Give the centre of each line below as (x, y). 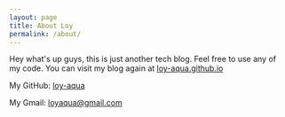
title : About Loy (41, 26)
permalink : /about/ (45, 34)
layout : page (33, 17)
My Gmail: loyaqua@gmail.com (66, 103)
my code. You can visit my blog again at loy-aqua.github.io (116, 68)
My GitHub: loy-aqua (47, 86)
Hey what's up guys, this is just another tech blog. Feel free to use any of (143, 59)
